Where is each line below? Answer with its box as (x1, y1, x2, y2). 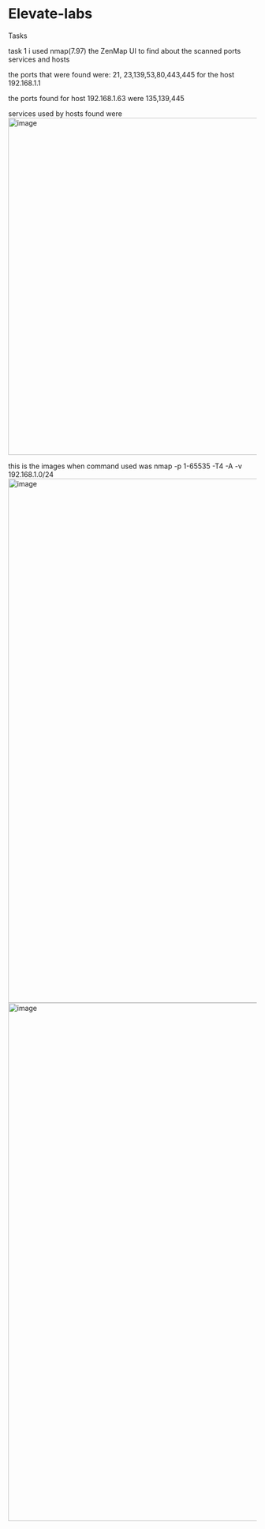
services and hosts (8, 54, 70, 64)
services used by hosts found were (8, 108, 122, 118)
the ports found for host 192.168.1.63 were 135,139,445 (8, 93, 185, 103)
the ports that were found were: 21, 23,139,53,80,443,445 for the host (8, 69, 235, 79)
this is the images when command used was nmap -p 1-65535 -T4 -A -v (8, 461, 243, 471)
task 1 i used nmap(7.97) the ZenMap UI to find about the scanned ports (8, 46, 241, 55)
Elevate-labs (8, 5, 93, 23)
